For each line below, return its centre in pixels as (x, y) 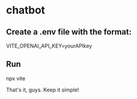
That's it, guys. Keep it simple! (43, 90)
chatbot (26, 10)
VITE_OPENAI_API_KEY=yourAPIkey (49, 46)
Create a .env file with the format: (69, 32)
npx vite (16, 78)
